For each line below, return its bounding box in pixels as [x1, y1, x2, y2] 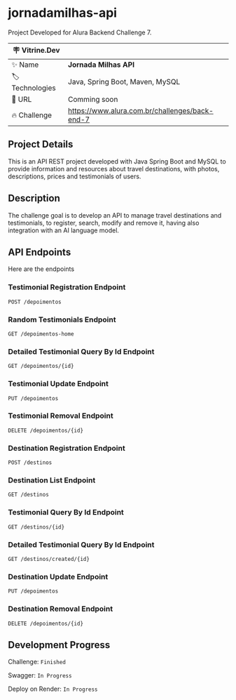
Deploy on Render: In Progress [8, 685, 98, 693]
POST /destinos [8, 459, 53, 466]
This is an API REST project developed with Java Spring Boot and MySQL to [8, 157, 226, 166]
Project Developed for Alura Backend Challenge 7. [8, 28, 152, 37]
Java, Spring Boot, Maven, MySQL [68, 77, 181, 87]
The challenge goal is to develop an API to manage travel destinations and [8, 211, 222, 219]
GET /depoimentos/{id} [8, 363, 74, 370]
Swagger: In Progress [8, 671, 72, 680]
